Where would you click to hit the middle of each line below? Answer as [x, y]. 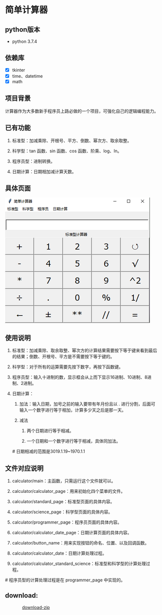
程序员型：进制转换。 [33, 161]
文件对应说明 [24, 468]
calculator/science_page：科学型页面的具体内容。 [62, 512]
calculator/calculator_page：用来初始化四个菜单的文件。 [69, 491]
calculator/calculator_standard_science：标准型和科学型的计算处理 [79, 564]
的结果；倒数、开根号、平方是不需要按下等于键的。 [63, 357]
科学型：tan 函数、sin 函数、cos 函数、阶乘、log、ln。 [67, 151]
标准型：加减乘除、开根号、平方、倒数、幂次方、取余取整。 [72, 140]
